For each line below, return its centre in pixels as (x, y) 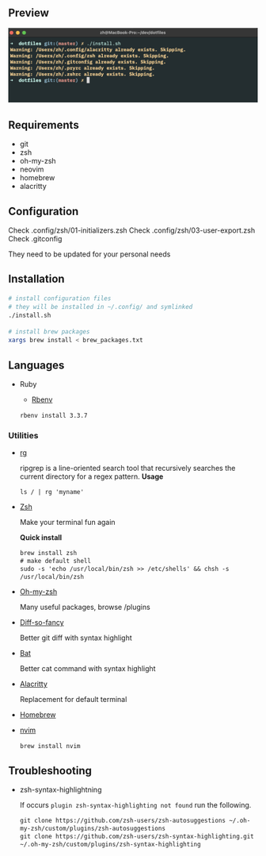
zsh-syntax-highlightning (61, 790)
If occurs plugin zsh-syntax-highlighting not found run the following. (135, 805)
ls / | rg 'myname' (52, 492)
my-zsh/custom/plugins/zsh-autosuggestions (93, 829)
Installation (36, 279)
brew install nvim (50, 746)
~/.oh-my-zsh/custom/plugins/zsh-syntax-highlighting (110, 845)
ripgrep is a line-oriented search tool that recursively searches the (127, 468)
